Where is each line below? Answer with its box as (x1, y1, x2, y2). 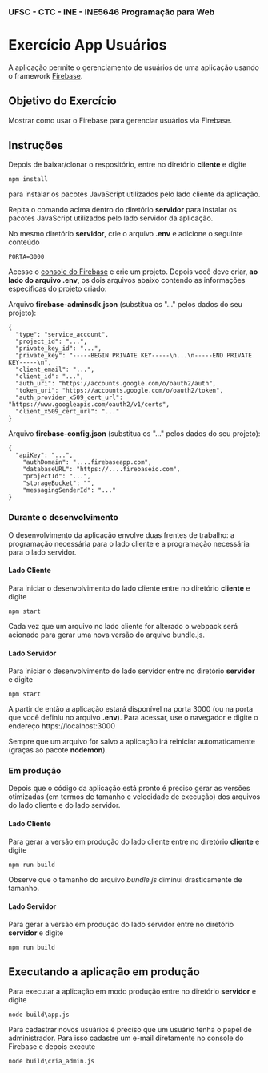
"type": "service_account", (15, 331, 110, 339)
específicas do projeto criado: (8, 284, 107, 294)
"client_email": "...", (15, 365, 94, 374)
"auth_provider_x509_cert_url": (15, 393, 124, 402)
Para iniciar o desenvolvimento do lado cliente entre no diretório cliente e (8, 583, 250, 593)
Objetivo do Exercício (8, 95, 118, 108)
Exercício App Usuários (8, 36, 167, 54)
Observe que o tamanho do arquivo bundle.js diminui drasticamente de (8, 874, 242, 884)
